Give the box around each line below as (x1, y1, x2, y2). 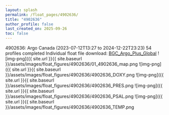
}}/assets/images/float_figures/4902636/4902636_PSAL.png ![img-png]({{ (5, 93, 163, 99)
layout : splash (5, 7, 38, 13)
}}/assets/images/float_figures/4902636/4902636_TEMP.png (5, 104, 134, 110)
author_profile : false (5, 21, 53, 27)
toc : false (5, 31, 29, 36)
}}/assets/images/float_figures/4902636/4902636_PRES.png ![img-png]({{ (5, 83, 163, 89)
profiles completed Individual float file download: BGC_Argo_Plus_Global (5, 50, 157, 56)
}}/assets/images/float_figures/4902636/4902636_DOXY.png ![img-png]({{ (5, 72, 164, 78)
